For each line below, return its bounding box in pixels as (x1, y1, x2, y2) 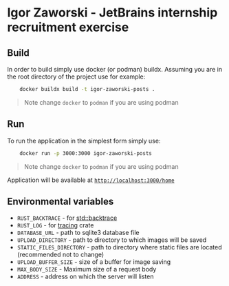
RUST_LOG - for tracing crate (17, 221, 94, 229)
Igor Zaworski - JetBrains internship (7, 5, 218, 21)
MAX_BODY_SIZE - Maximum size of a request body (17, 265, 157, 274)
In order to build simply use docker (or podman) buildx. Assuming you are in (7, 65, 222, 73)
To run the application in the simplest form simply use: (7, 136, 161, 145)
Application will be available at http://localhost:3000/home (7, 176, 175, 184)
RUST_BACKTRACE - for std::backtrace (17, 214, 118, 222)
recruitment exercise (7, 19, 129, 35)
